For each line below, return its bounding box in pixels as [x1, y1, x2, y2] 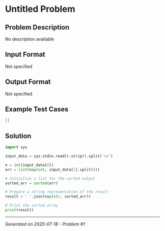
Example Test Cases [5, 105, 69, 114]
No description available [5, 36, 55, 42]
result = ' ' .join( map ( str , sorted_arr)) [5, 194, 91, 199]
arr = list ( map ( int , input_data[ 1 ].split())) [5, 167, 100, 172]
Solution [5, 132, 31, 140]
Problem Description [5, 23, 70, 32]
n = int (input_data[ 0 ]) [5, 163, 54, 167]
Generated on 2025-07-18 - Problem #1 [5, 221, 85, 227]
